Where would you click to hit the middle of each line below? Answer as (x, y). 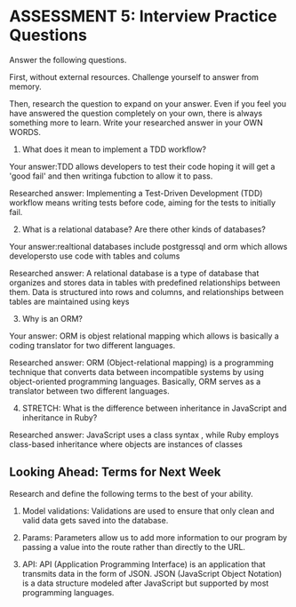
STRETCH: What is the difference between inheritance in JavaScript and (154, 408)
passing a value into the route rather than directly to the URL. (134, 547)
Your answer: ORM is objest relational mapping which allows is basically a (144, 336)
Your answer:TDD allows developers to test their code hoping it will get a (142, 166)
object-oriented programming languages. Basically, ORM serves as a (135, 381)
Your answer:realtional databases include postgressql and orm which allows (148, 246)
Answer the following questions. (68, 60)
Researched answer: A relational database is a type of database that (134, 273)
